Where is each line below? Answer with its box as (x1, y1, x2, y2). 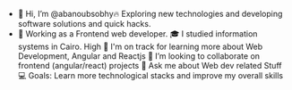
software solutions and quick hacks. (17, 19, 151, 29)
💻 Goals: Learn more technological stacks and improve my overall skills (17, 70, 284, 80)
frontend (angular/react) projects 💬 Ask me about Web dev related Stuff (17, 61, 282, 70)
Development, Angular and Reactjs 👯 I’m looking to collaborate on (17, 51, 261, 61)
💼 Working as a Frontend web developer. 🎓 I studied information (17, 29, 258, 39)
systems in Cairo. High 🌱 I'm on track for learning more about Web (17, 41, 263, 52)
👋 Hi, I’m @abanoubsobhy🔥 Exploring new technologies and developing (17, 9, 283, 19)
